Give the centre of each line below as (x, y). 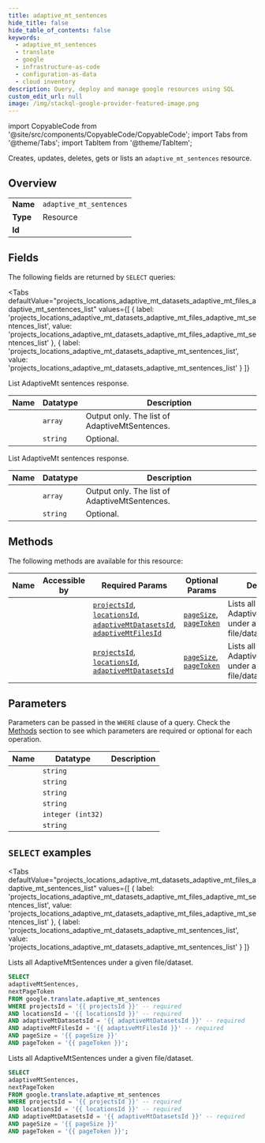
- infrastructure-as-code (58, 67)
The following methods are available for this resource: (96, 561)
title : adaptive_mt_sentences (58, 15)
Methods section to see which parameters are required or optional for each (130, 731)
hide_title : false (38, 23)
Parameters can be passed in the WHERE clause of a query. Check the (119, 723)
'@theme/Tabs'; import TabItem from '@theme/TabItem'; (100, 143)
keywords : (24, 38)
